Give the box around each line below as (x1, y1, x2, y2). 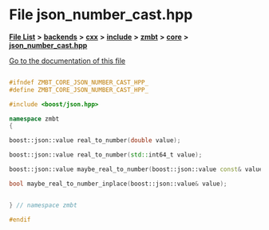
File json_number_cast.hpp (9, 6, 193, 24)
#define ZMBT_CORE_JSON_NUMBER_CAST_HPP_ (9, 85, 149, 93)
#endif (9, 216, 31, 224)
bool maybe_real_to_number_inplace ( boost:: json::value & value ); (9, 180, 227, 188)
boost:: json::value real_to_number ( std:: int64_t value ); (9, 151, 203, 159)
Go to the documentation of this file (9, 56, 126, 65)
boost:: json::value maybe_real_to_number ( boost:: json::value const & (9, 165, 242, 173)
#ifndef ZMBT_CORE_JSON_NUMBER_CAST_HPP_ (9, 78, 149, 86)
